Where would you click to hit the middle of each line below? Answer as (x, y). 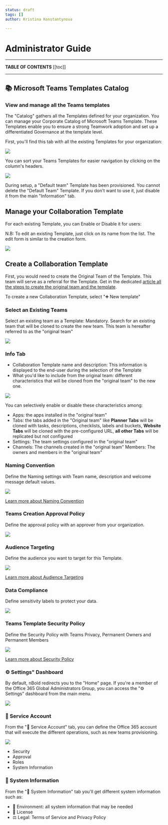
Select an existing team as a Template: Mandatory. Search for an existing (80, 321)
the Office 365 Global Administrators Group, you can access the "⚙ (75, 688)
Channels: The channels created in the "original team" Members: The (84, 447)
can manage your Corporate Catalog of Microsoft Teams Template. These (81, 121)
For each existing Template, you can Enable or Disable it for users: (73, 223)
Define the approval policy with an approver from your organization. (75, 525)
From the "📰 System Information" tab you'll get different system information (83, 791)
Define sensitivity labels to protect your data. (51, 601)
